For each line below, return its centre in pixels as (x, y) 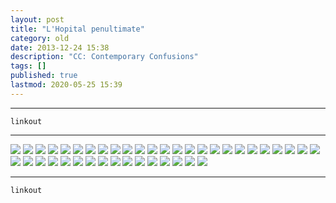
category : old (40, 38)
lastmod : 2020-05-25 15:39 (66, 85)
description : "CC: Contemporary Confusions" (104, 57)
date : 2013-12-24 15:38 (60, 47)
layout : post (37, 19)
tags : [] (28, 66)
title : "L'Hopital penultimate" (77, 29)
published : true (44, 76)
